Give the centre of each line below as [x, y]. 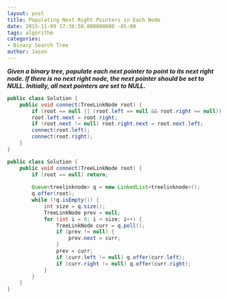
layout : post [26, 13]
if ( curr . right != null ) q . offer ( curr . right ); [124, 264]
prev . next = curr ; [94, 238]
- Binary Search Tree [38, 45]
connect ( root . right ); [63, 137]
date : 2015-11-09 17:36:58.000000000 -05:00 [72, 26]
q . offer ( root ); [53, 194]
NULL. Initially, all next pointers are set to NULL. [76, 86]
